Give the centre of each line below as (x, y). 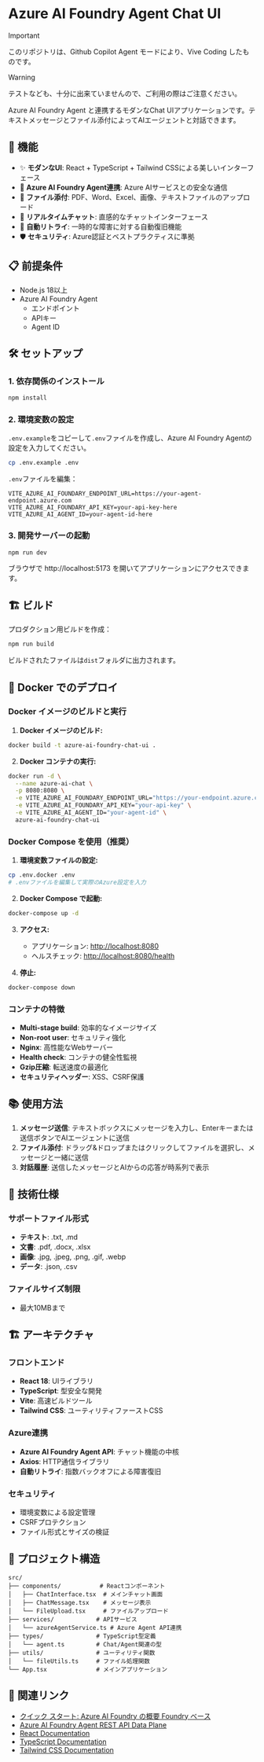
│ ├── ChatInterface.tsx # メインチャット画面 (86, 1594)
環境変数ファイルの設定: (59, 860)
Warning (22, 77)
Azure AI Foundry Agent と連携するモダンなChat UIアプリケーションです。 (128, 110)
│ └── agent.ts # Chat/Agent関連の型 (85, 1644)
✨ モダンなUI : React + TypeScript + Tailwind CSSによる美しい (119, 167)
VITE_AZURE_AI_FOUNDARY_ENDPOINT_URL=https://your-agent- (105, 494)
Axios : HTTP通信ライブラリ (64, 1461)
